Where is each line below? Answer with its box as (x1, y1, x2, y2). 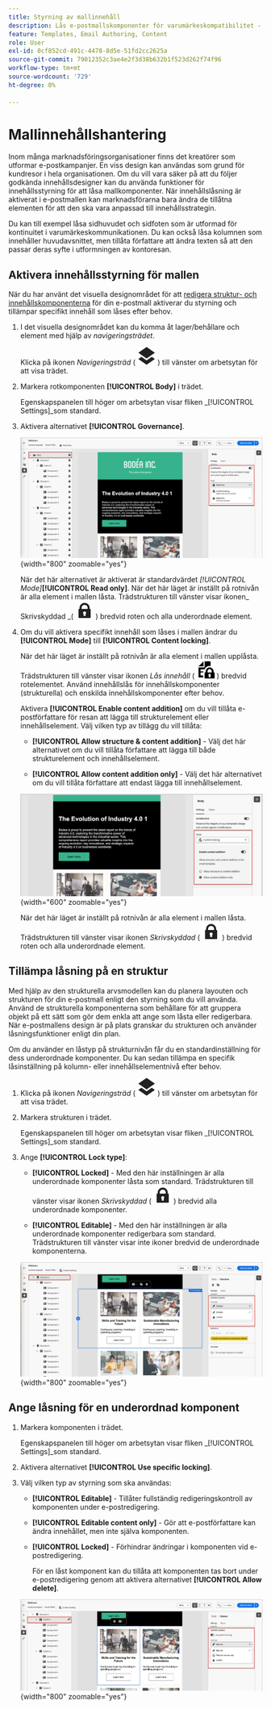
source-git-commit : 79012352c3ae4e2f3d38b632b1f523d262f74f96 (8, 56, 222, 64)
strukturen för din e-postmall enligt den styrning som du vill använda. (8, 994, 238, 1004)
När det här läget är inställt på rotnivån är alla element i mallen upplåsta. (19, 651, 260, 661)
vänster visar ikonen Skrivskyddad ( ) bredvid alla (31, 1196, 218, 1206)
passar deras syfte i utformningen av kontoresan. (8, 244, 172, 254)
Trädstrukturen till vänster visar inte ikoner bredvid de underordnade (31, 1237, 260, 1247)
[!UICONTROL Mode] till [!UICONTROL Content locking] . (19, 636, 211, 645)
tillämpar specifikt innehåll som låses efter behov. (8, 306, 173, 316)
